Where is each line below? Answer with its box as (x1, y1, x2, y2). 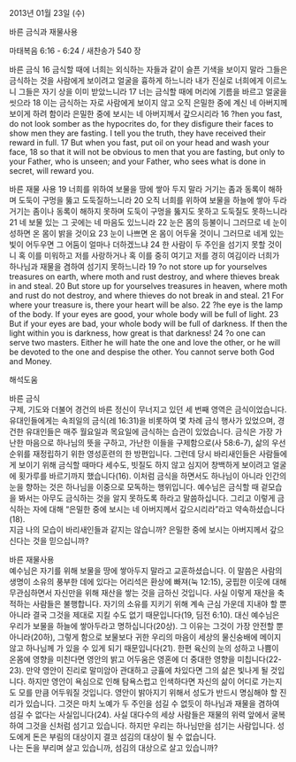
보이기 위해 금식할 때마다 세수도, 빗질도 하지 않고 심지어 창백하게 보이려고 (18, 460, 271, 470)
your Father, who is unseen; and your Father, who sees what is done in (9, 156, 267, 167)
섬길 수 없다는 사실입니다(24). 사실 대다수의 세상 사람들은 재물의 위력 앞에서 (9, 710, 269, 719)
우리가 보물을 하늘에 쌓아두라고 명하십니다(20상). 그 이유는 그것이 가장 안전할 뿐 (9, 621, 285, 631)
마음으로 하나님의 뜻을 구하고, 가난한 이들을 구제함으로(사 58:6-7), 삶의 (25, 438, 269, 447)
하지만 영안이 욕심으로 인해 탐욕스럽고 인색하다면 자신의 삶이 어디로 (27, 676, 259, 687)
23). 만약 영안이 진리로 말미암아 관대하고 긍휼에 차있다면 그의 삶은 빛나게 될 (9, 665, 269, 675)
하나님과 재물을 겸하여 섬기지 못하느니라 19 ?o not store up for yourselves (9, 261, 268, 272)
